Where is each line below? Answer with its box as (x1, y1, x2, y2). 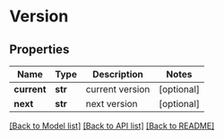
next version (85, 98, 138, 110)
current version (85, 83, 151, 95)
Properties (9, 42, 70, 57)
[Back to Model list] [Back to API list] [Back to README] (9, 120, 215, 131)
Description (92, 69, 143, 80)
